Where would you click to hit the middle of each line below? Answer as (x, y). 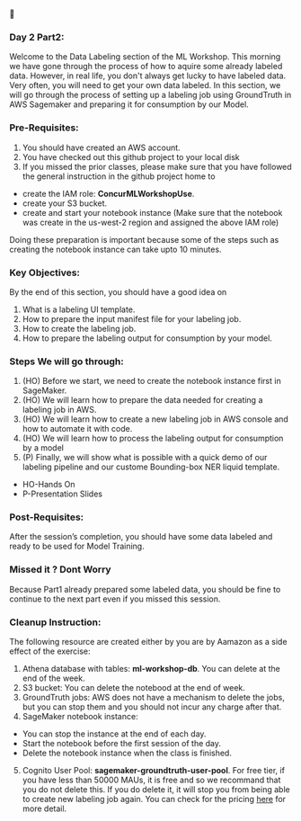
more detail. (44, 808)
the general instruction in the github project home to (119, 176)
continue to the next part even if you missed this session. (115, 599)
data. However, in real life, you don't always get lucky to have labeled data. (148, 76)
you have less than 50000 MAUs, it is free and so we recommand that (151, 780)
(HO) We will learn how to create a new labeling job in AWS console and (155, 419)
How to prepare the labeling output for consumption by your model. (147, 338)
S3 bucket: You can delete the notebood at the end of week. (133, 688)
